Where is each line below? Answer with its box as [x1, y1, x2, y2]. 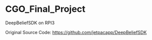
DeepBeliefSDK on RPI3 [5, 20, 55, 26]
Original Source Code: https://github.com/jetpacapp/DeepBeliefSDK [5, 29, 147, 35]
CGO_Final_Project [5, 3, 86, 15]
